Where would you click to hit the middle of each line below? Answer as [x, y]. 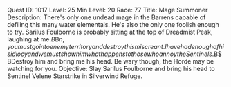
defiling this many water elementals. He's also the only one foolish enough [113, 25]
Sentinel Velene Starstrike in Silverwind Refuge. [75, 76]
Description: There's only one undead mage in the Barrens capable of [107, 17]
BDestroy [20, 61]
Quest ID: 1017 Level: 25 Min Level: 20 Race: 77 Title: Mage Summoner [108, 10]
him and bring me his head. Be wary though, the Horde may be [124, 61]
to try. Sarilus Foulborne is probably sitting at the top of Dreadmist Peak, [110, 32]
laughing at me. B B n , [36, 39]
